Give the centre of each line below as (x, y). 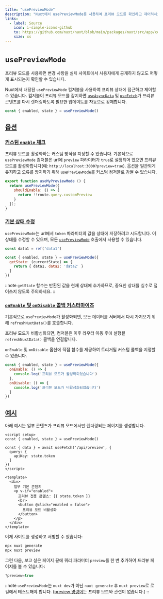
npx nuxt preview (23, 550)
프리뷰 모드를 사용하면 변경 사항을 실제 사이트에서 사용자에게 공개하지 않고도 (77, 73)
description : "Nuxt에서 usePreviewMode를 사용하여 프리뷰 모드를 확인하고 (73, 14)
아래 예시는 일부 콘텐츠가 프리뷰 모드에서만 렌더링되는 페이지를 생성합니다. (75, 426)
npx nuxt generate (24, 546)
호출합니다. (63, 323)
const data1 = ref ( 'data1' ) (33, 249)
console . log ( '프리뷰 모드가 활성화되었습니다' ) (56, 374)
